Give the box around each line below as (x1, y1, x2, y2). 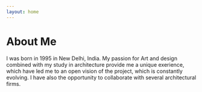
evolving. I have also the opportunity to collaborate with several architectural (6, 73, 197, 81)
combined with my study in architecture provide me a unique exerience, (6, 61, 185, 68)
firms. (6, 80, 21, 87)
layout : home (6, 8, 39, 15)
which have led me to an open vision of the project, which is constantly (6, 67, 183, 75)
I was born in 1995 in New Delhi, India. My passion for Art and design (6, 55, 178, 62)
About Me (6, 34, 57, 48)
